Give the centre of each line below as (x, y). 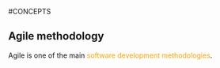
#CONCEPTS (30, 11)
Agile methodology (56, 36)
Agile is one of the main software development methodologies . (110, 55)
